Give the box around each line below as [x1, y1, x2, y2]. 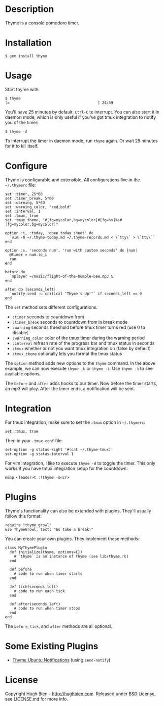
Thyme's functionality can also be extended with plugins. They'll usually [5, 507, 152, 513]
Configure [5, 160, 48, 171]
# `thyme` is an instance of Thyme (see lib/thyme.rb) [14, 554, 129, 559]
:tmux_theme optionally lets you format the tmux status [12, 351, 122, 356]
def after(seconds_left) [9, 602, 61, 606]
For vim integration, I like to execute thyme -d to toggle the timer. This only [5, 460, 156, 466]
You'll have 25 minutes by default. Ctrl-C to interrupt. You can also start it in [5, 109, 160, 115]
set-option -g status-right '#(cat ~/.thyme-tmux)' [5, 447, 113, 452]
